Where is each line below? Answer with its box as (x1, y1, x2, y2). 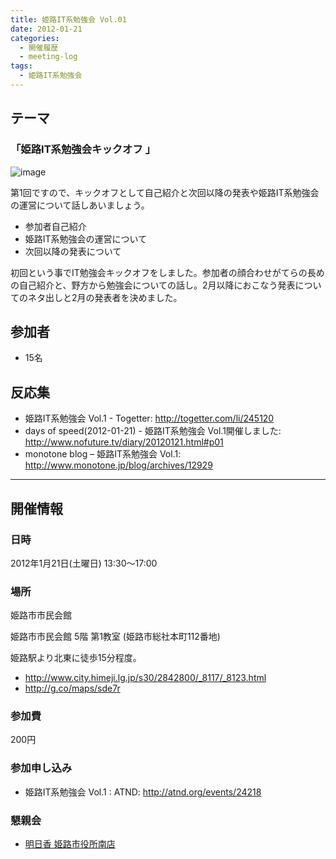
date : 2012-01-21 (10, 24, 83, 34)
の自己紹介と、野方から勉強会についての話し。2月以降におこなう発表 (10, 279, 296, 291)
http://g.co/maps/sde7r (24, 682, 121, 695)
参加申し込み (10, 761, 73, 775)
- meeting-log (19, 52, 78, 62)
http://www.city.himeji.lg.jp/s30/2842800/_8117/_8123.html (24, 672, 267, 684)
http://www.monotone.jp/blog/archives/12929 (24, 459, 213, 471)
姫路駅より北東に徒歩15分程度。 (10, 652, 142, 664)
